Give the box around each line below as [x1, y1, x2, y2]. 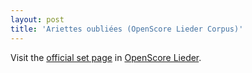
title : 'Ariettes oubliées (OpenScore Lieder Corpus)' [10, 24, 244, 34]
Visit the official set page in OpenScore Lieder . [10, 51, 202, 63]
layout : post [10, 14, 65, 25]
